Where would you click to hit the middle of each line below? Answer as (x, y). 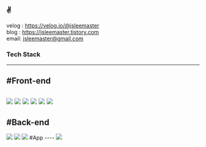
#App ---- (42, 138)
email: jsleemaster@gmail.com (45, 38)
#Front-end (29, 81)
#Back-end (28, 122)
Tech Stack (24, 54)
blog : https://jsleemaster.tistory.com (53, 32)
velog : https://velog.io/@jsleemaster (53, 26)
